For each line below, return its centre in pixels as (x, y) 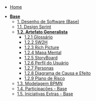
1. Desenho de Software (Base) (48, 22)
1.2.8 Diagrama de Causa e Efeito (58, 73)
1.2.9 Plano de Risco (44, 78)
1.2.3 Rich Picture (42, 47)
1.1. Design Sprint (34, 27)
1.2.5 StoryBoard (41, 58)
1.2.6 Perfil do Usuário (47, 63)
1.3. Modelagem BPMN (40, 84)
